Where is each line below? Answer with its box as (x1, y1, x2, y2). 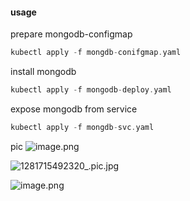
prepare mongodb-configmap (10, 28, 133, 40)
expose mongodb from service (10, 103, 138, 115)
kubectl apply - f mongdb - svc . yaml (10, 122, 155, 132)
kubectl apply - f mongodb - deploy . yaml (10, 85, 172, 95)
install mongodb (10, 66, 77, 78)
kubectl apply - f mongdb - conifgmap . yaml (10, 48, 182, 58)
